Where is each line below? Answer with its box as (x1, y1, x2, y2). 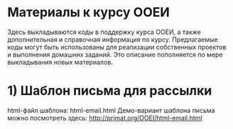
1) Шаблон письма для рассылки (7, 83, 212, 99)
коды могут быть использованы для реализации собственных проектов (7, 43, 227, 51)
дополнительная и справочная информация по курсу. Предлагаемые (7, 35, 218, 43)
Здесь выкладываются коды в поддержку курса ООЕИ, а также (7, 28, 201, 36)
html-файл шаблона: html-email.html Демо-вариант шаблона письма (7, 106, 215, 114)
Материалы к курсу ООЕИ (7, 4, 170, 21)
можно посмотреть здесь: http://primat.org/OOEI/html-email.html (7, 113, 202, 122)
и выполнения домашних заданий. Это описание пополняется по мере (7, 50, 223, 59)
